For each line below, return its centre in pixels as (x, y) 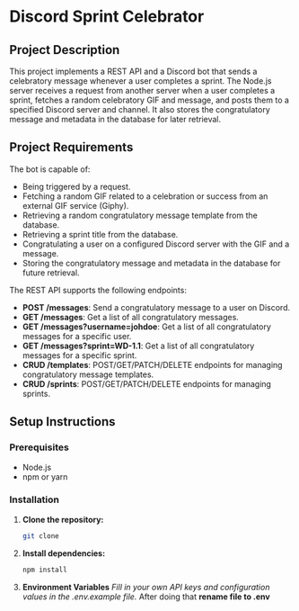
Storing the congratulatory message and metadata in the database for (151, 263)
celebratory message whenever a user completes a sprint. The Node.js (141, 81)
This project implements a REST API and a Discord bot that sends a (133, 71)
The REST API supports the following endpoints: (98, 290)
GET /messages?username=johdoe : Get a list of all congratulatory (147, 327)
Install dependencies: (64, 553)
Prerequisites (39, 447)
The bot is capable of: (50, 169)
